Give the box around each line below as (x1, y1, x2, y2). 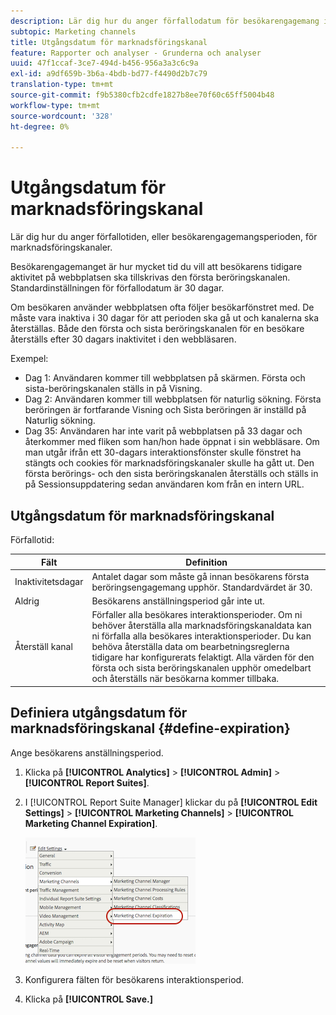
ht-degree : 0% (10, 121, 70, 132)
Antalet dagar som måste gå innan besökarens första (91, 570, 310, 582)
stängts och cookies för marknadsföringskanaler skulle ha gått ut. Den (24, 457, 315, 469)
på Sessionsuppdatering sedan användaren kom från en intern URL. (24, 478, 305, 490)
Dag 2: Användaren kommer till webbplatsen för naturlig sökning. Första (24, 393, 322, 405)
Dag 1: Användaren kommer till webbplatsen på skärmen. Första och (24, 372, 306, 384)
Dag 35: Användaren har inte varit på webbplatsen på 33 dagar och (24, 425, 303, 437)
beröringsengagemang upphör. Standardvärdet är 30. (91, 581, 313, 593)
